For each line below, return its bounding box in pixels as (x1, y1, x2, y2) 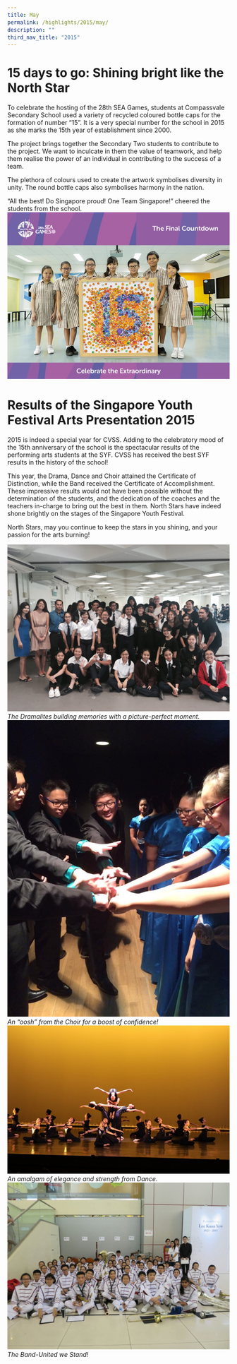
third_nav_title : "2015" (7, 34, 80, 41)
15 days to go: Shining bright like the (7, 65, 224, 81)
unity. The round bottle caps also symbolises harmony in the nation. (7, 184, 205, 192)
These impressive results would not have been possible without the (7, 487, 203, 496)
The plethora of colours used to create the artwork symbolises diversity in (7, 176, 223, 184)
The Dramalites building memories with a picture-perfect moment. (7, 712, 200, 721)
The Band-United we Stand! (7, 1351, 89, 1359)
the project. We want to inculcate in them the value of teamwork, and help (7, 147, 222, 155)
